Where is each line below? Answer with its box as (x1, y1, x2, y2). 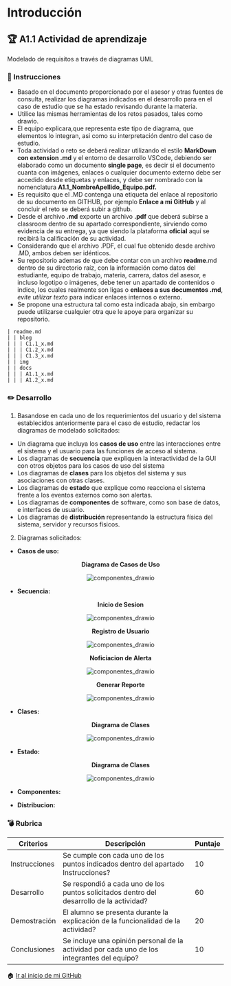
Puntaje (195, 838, 221, 848)
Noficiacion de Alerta (89, 653, 152, 662)
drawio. (16, 117, 39, 126)
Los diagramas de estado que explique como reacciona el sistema (16, 483, 206, 491)
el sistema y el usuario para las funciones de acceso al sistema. (16, 446, 198, 455)
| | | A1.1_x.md (7, 371, 54, 377)
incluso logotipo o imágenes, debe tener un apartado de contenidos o (16, 278, 215, 287)
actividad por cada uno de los (63, 944, 159, 954)
